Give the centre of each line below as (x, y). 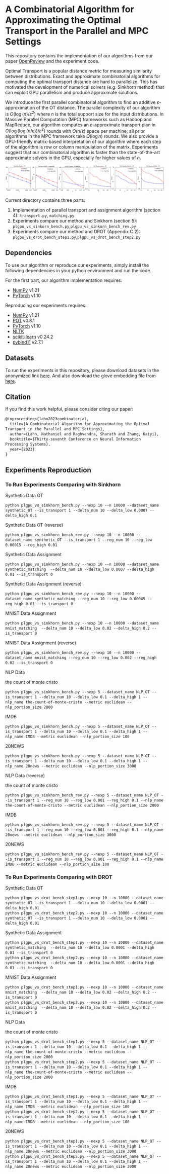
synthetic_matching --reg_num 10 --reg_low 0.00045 (90, 599)
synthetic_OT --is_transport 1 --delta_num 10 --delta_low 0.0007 (76, 510)
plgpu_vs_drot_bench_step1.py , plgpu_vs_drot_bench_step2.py (76, 237)
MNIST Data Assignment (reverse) (41, 643)
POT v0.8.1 (23, 320)
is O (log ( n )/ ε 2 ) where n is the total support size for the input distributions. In (84, 114)
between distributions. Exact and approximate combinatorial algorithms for (83, 76)
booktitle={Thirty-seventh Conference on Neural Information (75, 439)
